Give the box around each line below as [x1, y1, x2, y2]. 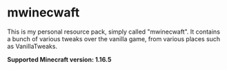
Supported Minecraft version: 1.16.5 [7, 55, 112, 63]
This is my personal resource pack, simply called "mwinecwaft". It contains [7, 27, 221, 36]
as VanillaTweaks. [7, 42, 57, 50]
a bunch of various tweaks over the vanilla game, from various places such [7, 34, 221, 43]
